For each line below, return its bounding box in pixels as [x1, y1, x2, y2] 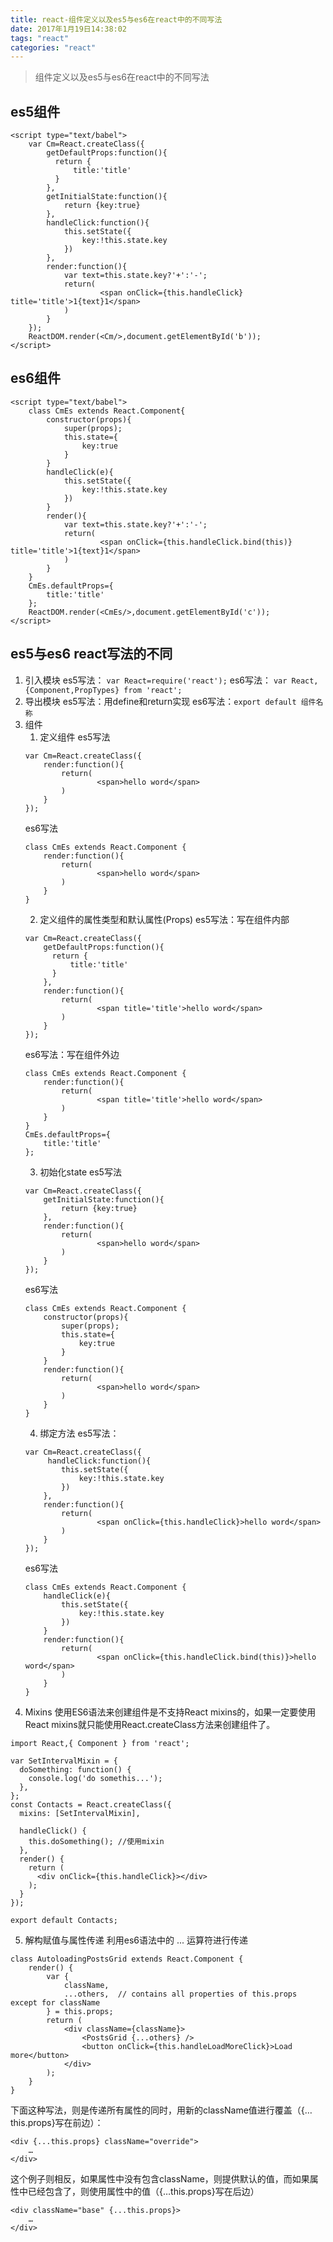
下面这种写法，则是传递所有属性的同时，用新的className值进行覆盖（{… [10, 2104, 313, 2116]
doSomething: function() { [19, 1764, 132, 1775]
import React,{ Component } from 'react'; [10, 1738, 190, 1748]
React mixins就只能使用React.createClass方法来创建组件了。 [24, 1718, 276, 1730]
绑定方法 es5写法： [39, 1427, 120, 1439]
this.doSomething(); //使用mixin [28, 1836, 165, 1846]
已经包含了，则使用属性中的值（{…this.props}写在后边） [27, 2185, 260, 2197]
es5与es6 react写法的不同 [10, 646, 173, 663]
